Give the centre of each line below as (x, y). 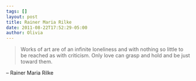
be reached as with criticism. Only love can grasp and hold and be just (105, 56)
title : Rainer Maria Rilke (39, 22)
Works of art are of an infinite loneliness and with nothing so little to (102, 49)
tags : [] (17, 11)
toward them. (36, 62)
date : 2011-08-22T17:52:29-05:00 (47, 27)
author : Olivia (25, 33)
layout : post (22, 17)
